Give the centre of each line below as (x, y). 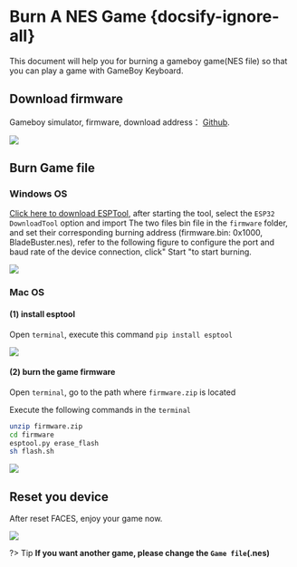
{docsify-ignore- (215, 17)
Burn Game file (52, 168)
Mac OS (27, 293)
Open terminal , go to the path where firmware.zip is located (123, 392)
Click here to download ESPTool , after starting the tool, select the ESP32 (142, 214)
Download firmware (67, 99)
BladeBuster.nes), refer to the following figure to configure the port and (142, 243)
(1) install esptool (42, 313)
